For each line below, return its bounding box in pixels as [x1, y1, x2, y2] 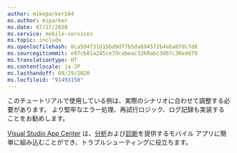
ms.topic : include [7, 37, 62, 44]
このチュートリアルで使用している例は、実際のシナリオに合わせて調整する [7, 96, 224, 105]
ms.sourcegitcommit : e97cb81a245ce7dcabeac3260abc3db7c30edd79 [7, 50, 198, 57]
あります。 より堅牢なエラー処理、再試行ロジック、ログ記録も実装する [19, 106, 225, 114]
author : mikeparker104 [7, 10, 74, 18]
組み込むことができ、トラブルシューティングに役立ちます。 [19, 138, 192, 147]
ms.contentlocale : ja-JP [7, 63, 81, 70]
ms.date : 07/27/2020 [7, 23, 69, 30]
